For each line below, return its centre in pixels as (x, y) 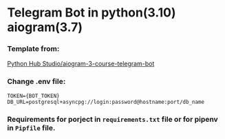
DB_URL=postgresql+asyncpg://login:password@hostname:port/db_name (106, 102)
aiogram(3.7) (45, 27)
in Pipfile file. (31, 127)
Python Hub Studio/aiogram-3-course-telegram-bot (81, 64)
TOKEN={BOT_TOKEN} (33, 96)
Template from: (33, 49)
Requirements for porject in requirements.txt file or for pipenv (112, 119)
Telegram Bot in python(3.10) (92, 13)
